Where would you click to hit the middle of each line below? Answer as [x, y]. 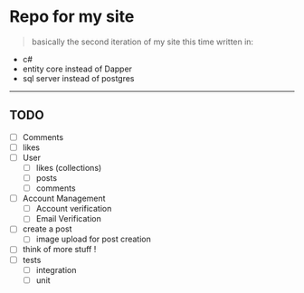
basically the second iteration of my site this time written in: [142, 42]
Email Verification [68, 219]
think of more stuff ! [59, 250]
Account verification [74, 209]
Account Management [64, 198]
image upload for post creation [94, 239]
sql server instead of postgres [78, 78]
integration [56, 269]
